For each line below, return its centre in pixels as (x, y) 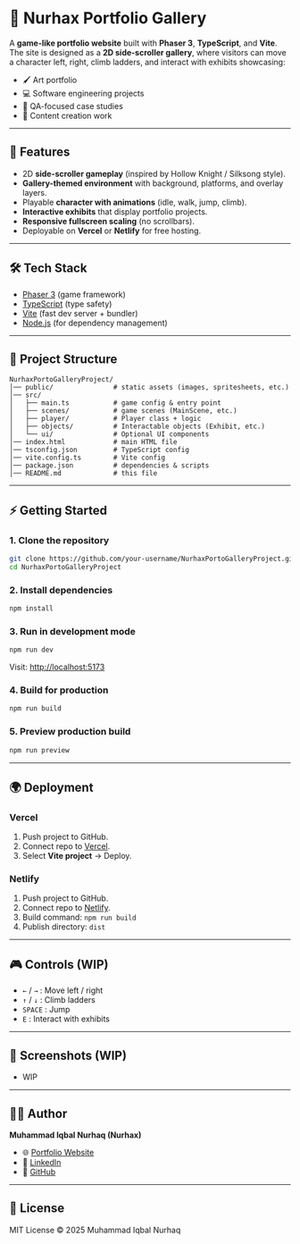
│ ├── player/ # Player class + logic (105, 419)
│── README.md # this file (83, 474)
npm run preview (39, 750)
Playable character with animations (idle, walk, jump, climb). (134, 202)
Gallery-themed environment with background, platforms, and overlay (153, 183)
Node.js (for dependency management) (95, 323)
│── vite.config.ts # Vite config (87, 458)
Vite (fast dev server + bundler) (80, 313)
